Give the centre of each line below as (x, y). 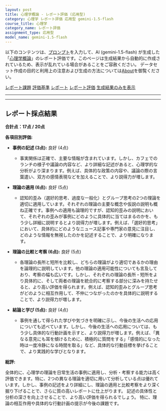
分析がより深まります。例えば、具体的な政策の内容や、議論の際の (86, 170)
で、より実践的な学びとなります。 (54, 351)
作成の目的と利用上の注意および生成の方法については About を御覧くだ (84, 70)
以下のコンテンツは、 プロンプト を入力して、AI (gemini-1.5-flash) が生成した (83, 52)
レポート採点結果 (31, 114)
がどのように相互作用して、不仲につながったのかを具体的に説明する (89, 293)
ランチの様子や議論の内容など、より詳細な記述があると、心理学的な (89, 164)
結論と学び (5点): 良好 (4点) (40, 309)
